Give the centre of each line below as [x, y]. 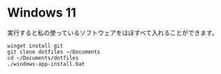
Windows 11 [42, 13]
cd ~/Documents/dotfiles [43, 58]
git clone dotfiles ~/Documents [54, 52]
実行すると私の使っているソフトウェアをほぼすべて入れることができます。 [113, 33]
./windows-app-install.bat [46, 64]
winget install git [35, 46]
